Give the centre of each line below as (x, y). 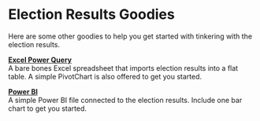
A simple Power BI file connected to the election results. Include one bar (125, 100)
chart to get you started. (47, 108)
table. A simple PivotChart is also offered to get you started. (105, 76)
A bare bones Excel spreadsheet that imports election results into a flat (123, 68)
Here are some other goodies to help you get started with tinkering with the (130, 36)
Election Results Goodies (91, 15)
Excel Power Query (40, 60)
